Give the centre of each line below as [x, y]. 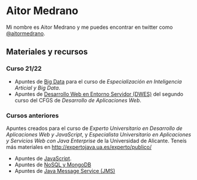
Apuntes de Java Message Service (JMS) [65, 171]
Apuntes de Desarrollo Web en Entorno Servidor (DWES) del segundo [99, 94]
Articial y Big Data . [37, 88]
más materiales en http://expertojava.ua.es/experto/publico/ [79, 147]
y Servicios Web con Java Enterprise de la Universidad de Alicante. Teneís [96, 141]
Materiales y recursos [47, 52]
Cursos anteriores [32, 115]
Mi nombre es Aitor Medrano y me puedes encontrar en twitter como [90, 27]
